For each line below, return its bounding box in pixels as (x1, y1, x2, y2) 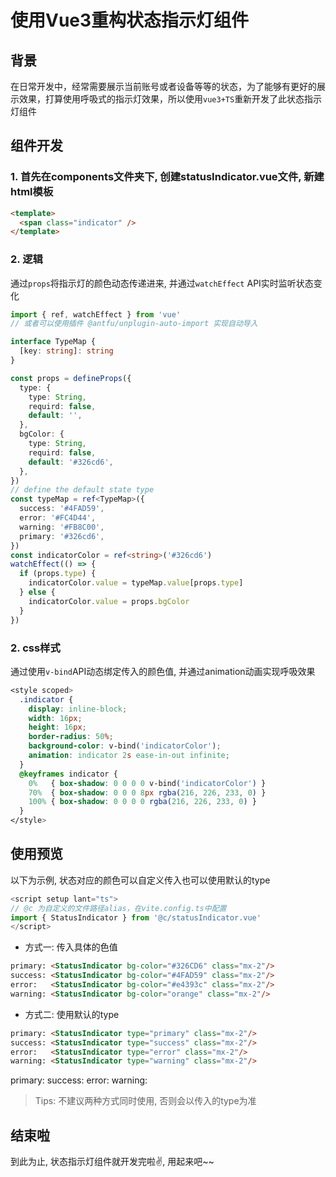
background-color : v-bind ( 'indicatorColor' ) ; (28, 741, 222, 751)
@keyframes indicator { (19, 769, 118, 779)
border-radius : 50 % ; (28, 732, 114, 742)
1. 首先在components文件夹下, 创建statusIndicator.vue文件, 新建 (10, 170, 325, 184)
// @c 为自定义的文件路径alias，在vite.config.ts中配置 (10, 903, 227, 913)
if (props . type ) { (19, 569, 97, 579)
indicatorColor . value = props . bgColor (28, 596, 190, 606)
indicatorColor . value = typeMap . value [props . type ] (28, 578, 244, 588)
